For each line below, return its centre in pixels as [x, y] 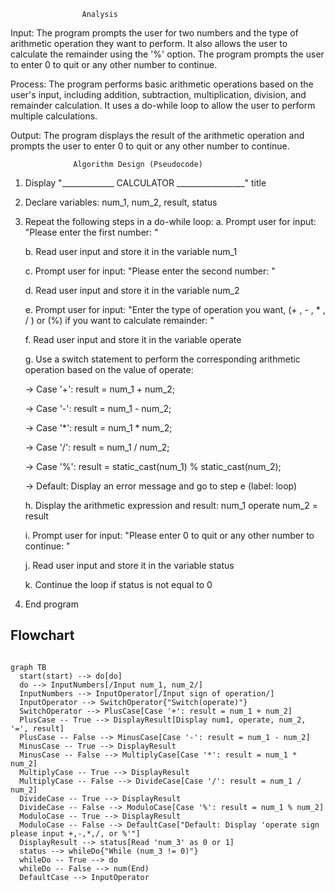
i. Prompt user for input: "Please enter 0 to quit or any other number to [169, 535]
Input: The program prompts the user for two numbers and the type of [154, 33]
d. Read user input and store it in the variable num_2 [132, 290]
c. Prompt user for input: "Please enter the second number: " [150, 271]
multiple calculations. [54, 116]
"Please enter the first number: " [91, 232]
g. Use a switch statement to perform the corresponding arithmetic [162, 359]
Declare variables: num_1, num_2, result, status [121, 202]
